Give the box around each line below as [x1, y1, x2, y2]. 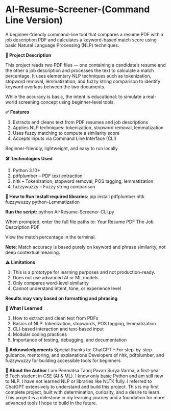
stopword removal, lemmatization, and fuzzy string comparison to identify [5, 78, 161, 84]
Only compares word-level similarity [12, 280, 89, 286]
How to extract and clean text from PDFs [12, 315, 99, 321]
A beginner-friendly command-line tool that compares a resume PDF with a [5, 31, 163, 37]
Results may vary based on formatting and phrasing [5, 295, 118, 301]
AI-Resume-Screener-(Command [5, 4, 150, 15]
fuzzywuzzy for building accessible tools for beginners [5, 357, 121, 364]
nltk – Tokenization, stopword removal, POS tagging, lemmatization [12, 178, 154, 184]
